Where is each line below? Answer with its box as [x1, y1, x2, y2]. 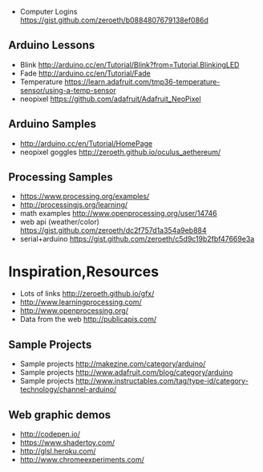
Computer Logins [19, 7, 78, 16]
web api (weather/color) [19, 217, 100, 227]
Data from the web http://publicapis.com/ [19, 315, 157, 324]
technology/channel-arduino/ [19, 385, 117, 394]
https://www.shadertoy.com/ [19, 437, 115, 447]
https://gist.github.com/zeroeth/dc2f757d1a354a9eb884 [19, 226, 207, 235]
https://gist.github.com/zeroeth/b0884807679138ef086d [19, 15, 208, 25]
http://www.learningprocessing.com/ [19, 297, 142, 307]
